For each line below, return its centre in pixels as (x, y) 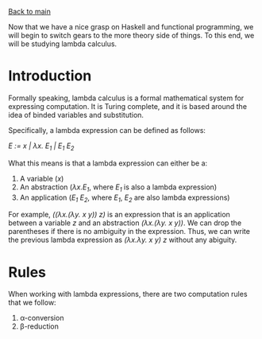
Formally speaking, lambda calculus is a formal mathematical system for (126, 98)
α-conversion (42, 318)
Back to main (30, 12)
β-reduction (39, 326)
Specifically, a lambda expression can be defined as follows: (107, 130)
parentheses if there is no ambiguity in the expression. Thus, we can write (129, 232)
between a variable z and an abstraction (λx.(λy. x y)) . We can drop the (125, 223)
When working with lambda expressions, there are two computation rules (128, 294)
